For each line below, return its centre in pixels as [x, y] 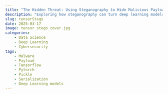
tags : [11, 51]
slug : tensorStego [24, 19]
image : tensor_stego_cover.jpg [38, 28]
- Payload [24, 61]
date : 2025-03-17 [23, 24]
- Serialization [31, 79]
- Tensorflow [28, 65]
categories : [17, 33]
